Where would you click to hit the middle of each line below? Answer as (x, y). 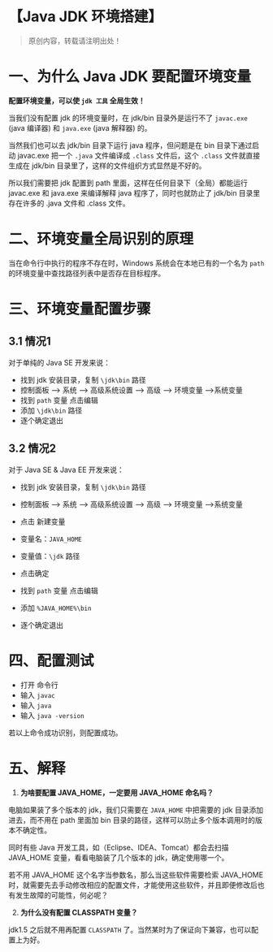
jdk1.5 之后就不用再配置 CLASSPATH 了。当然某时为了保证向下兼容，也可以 (130, 929)
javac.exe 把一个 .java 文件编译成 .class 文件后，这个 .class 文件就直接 (139, 155)
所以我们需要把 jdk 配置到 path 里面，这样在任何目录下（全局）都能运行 (128, 183)
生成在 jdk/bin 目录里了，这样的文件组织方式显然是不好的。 (107, 165)
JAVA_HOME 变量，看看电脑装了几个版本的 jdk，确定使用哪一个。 (119, 857)
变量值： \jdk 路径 (50, 556)
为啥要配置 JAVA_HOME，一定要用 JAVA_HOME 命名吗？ (117, 792)
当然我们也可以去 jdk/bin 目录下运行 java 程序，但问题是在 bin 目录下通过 (130, 145)
